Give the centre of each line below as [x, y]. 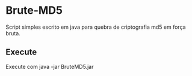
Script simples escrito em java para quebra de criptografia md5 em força [96, 27]
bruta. [13, 33]
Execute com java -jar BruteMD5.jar [50, 66]
